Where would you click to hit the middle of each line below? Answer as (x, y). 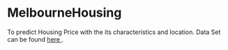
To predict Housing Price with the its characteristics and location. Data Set (114, 32)
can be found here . (36, 39)
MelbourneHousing (64, 13)
